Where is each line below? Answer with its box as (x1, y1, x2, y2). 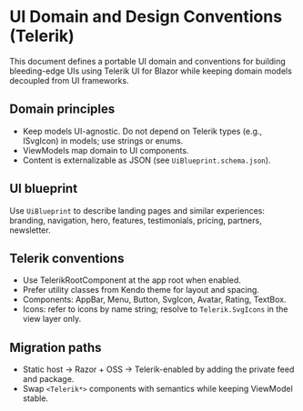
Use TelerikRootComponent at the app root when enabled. (22, 275, 241, 286)
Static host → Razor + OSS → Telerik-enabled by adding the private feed (22, 364, 295, 375)
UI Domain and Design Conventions (9, 6, 283, 27)
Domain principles (9, 102, 116, 117)
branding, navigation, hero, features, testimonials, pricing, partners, (9, 215, 262, 226)
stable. (22, 393, 48, 404)
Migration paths (9, 339, 102, 356)
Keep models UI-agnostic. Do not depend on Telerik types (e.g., (22, 125, 262, 136)
